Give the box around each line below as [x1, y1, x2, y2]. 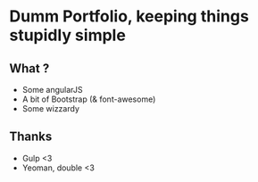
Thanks [9, 129, 53, 145]
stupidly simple [9, 25, 127, 45]
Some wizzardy [21, 103, 80, 113]
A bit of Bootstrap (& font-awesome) [21, 94, 156, 104]
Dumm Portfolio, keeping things [9, 6, 250, 27]
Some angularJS [21, 85, 83, 95]
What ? [9, 61, 50, 76]
